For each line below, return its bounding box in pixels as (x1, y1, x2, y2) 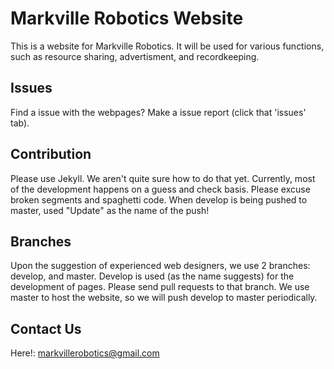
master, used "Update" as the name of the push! (10, 204, 210, 216)
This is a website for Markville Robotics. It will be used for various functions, (10, 40, 325, 52)
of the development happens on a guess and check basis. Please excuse (10, 183, 311, 195)
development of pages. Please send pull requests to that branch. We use (10, 281, 310, 293)
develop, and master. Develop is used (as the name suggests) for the (10, 270, 295, 282)
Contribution (10, 146, 92, 163)
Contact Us (10, 320, 82, 337)
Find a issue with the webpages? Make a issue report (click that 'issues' (10, 106, 307, 118)
